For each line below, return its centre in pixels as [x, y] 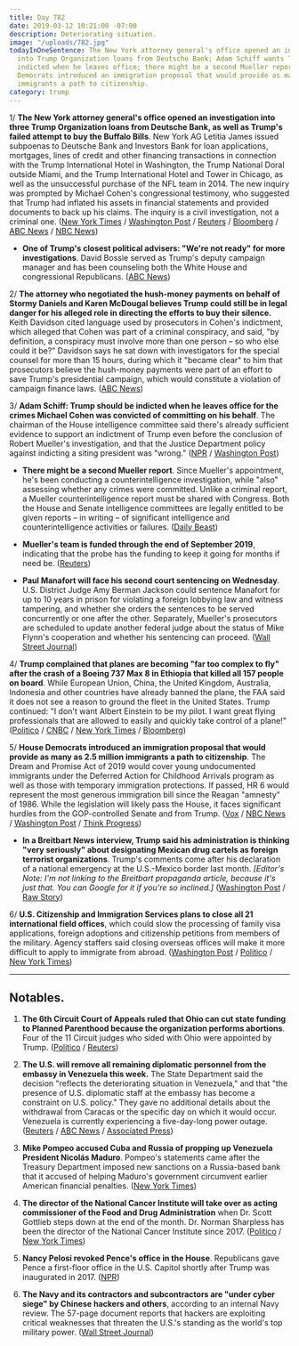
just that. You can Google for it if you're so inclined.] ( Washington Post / [154, 888]
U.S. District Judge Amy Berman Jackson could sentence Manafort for [151, 589]
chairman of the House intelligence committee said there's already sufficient [149, 425]
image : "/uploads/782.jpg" [59, 42]
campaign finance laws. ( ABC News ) [77, 388]
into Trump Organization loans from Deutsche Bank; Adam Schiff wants [151, 59]
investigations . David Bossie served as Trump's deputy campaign [143, 257]
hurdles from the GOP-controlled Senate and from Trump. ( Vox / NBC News [148, 813]
